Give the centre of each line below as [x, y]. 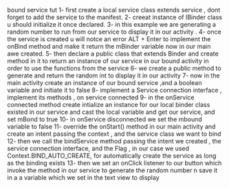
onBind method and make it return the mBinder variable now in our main [109, 46]
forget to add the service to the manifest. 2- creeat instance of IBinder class [115, 17]
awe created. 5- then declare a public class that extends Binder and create [113, 54]
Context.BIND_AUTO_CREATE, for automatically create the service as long [112, 156]
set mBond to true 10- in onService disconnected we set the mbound [105, 119]
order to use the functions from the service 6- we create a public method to [114, 68]
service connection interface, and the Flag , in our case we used [98, 148]
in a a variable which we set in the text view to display [83, 177]
